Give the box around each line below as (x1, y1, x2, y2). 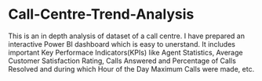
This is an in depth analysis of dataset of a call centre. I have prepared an (8, 31, 246, 40)
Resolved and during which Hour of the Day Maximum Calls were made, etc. (8, 64, 255, 73)
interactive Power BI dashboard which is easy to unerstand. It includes (8, 39, 235, 48)
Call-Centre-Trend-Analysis (8, 5, 195, 23)
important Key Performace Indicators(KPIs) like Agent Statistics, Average (8, 48, 243, 57)
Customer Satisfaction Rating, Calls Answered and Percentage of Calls (8, 56, 237, 65)
